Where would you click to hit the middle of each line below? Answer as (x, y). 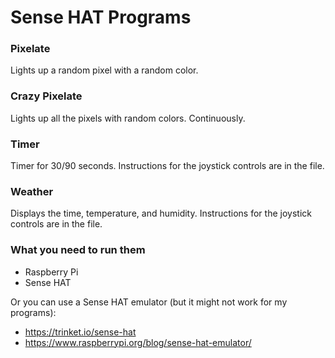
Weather (32, 191)
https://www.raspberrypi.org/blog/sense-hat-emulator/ (138, 342)
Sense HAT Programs (101, 17)
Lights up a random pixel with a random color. (104, 70)
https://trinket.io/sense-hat (80, 332)
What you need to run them (78, 250)
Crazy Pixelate (46, 96)
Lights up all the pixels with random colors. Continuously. (128, 118)
